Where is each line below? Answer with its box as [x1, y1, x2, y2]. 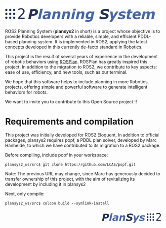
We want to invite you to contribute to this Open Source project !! [5, 98, 137, 104]
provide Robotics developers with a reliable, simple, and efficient [5, 33, 137, 39]
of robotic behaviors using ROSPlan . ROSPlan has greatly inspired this [5, 59, 148, 65]
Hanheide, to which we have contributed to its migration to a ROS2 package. [5, 142, 161, 149]
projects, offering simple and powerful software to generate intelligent [5, 84, 148, 90]
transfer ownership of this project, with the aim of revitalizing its [5, 176, 135, 182]
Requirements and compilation [5, 116, 134, 127]
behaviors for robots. [5, 89, 48, 95]
